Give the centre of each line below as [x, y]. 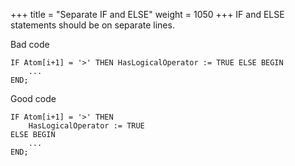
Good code [33, 98]
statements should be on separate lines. [92, 25]
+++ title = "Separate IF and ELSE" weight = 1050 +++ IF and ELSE [147, 14]
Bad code [30, 44]
